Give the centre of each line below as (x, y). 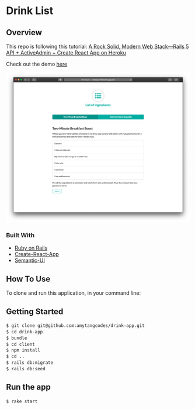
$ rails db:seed (26, 369)
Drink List (30, 11)
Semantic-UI (29, 260)
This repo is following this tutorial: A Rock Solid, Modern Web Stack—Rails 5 (97, 46)
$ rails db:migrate (30, 363)
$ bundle (17, 338)
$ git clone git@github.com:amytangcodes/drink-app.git (75, 326)
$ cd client (20, 344)
